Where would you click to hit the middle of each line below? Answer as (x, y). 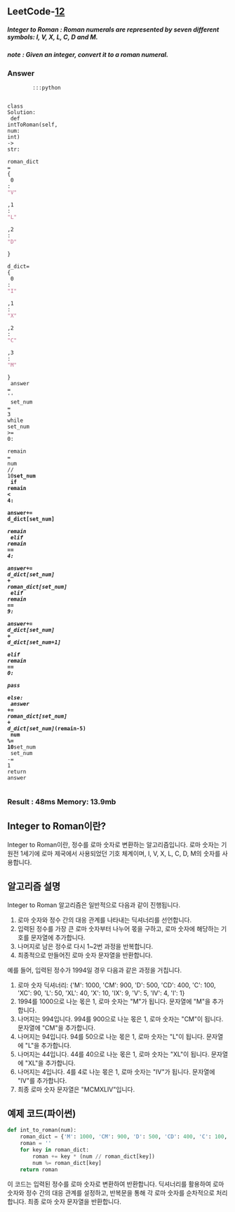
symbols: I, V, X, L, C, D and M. (53, 37)
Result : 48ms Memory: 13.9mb (62, 802)
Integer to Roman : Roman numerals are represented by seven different (113, 29)
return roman (39, 1169)
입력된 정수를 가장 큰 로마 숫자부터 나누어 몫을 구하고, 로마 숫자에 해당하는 (118, 928)
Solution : (22, 113)
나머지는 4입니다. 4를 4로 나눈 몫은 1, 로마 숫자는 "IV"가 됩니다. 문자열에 (116, 1072)
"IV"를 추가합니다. (42, 1080)
